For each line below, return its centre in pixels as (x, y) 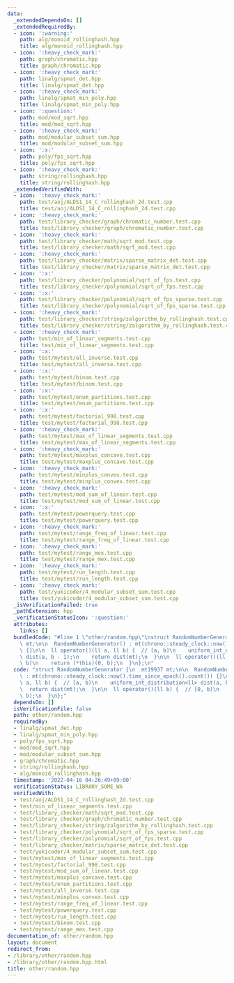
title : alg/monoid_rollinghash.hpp (71, 46)
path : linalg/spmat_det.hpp (60, 79)
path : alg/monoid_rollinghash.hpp (70, 40)
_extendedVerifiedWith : (48, 189)
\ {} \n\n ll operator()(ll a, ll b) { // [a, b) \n (98, 650)
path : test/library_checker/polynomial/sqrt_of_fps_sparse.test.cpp (121, 300)
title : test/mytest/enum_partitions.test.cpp (87, 403)
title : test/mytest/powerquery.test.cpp (79, 520)
